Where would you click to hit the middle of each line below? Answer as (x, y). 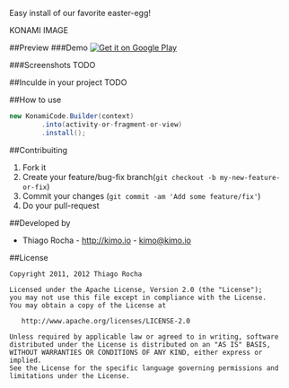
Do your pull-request (61, 205)
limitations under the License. (70, 375)
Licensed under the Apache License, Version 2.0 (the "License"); (136, 289)
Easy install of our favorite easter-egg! (80, 13)
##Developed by (40, 222)
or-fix (35, 187)
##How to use (35, 99)
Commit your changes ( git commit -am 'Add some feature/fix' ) (141, 195)
